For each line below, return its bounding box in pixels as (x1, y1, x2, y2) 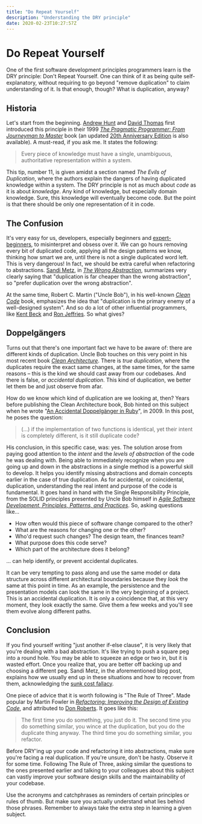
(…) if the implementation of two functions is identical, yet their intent (21, 425, 193, 433)
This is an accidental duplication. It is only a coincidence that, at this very (6, 594, 188, 602)
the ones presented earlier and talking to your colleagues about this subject (6, 766, 194, 774)
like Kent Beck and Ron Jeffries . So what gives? (6, 310, 125, 317)
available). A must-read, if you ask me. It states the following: (6, 139, 159, 146)
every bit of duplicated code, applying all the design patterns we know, (6, 247, 183, 254)
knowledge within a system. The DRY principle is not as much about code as (6, 181, 197, 188)
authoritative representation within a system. (21, 157, 132, 164)
